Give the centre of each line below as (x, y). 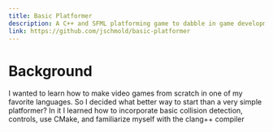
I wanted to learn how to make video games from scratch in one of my (126, 93)
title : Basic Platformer (50, 16)
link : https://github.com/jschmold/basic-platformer (100, 31)
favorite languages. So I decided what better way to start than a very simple (135, 102)
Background (50, 71)
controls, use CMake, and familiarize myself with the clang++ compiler (127, 119)
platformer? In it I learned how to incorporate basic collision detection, (126, 111)
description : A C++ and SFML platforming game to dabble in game (121, 23)
